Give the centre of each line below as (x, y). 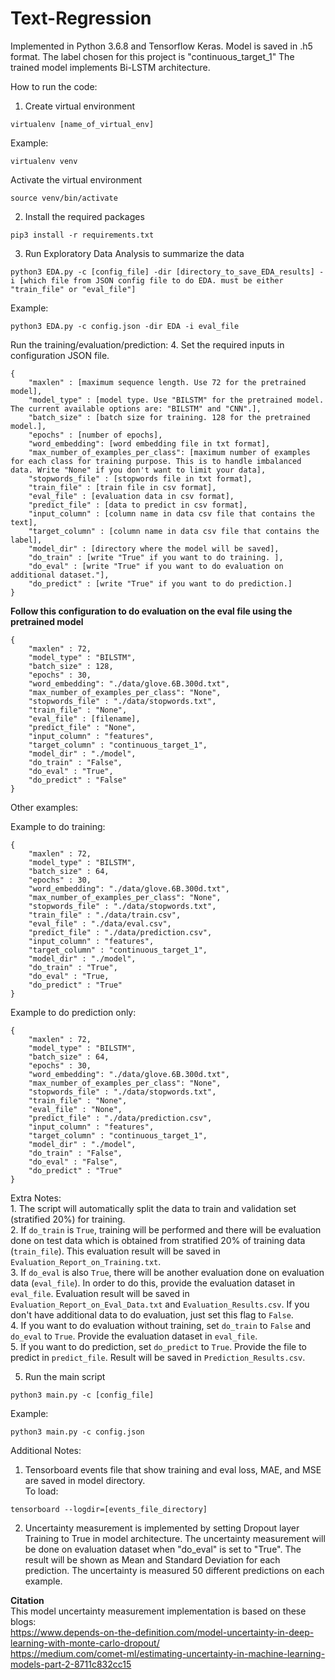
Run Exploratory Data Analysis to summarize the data (134, 253)
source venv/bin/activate (64, 198)
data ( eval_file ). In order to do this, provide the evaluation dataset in (153, 1283)
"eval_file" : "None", (75, 1109)
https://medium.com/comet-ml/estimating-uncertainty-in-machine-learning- (168, 1653)
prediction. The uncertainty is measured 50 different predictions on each (174, 1570)
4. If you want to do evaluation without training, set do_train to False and (161, 1325)
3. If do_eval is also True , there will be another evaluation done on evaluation (167, 1272)
